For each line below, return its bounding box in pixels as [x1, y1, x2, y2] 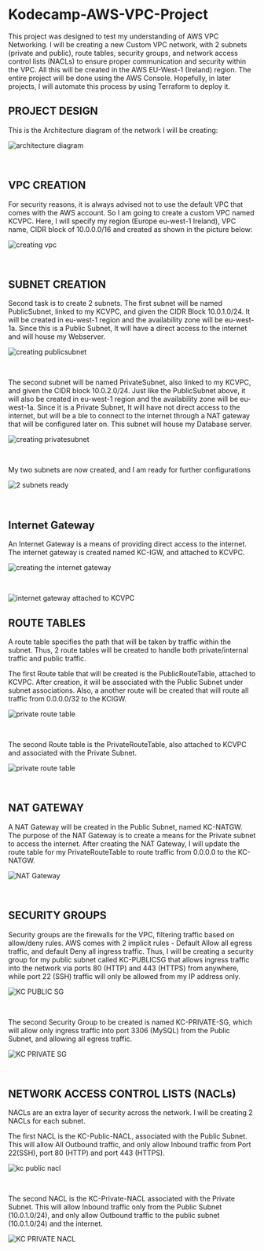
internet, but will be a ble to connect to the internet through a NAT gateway [8, 411, 250, 421]
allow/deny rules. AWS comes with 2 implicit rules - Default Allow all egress [8, 938, 253, 947]
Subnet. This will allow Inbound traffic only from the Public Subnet [8, 1202, 222, 1212]
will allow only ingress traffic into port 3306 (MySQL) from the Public [8, 1025, 230, 1035]
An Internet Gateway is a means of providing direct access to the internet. [8, 539, 247, 549]
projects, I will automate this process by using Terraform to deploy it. [8, 81, 230, 91]
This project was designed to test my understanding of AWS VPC [8, 31, 219, 41]
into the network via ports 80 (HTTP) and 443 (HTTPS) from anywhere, [8, 963, 240, 973]
